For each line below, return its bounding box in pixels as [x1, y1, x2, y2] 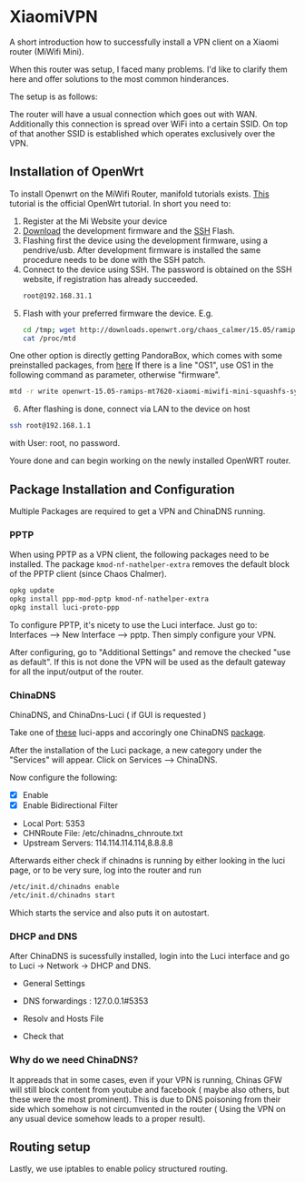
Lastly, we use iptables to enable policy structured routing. [9, 1163, 229, 1175]
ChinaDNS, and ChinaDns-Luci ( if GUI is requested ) [9, 710, 207, 721]
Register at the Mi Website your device [22, 216, 168, 227]
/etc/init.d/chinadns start [9, 891, 116, 900]
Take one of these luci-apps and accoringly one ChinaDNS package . [9, 727, 266, 738]
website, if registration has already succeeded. [22, 273, 199, 284]
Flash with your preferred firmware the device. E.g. [22, 308, 213, 318]
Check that [22, 1031, 64, 1042]
